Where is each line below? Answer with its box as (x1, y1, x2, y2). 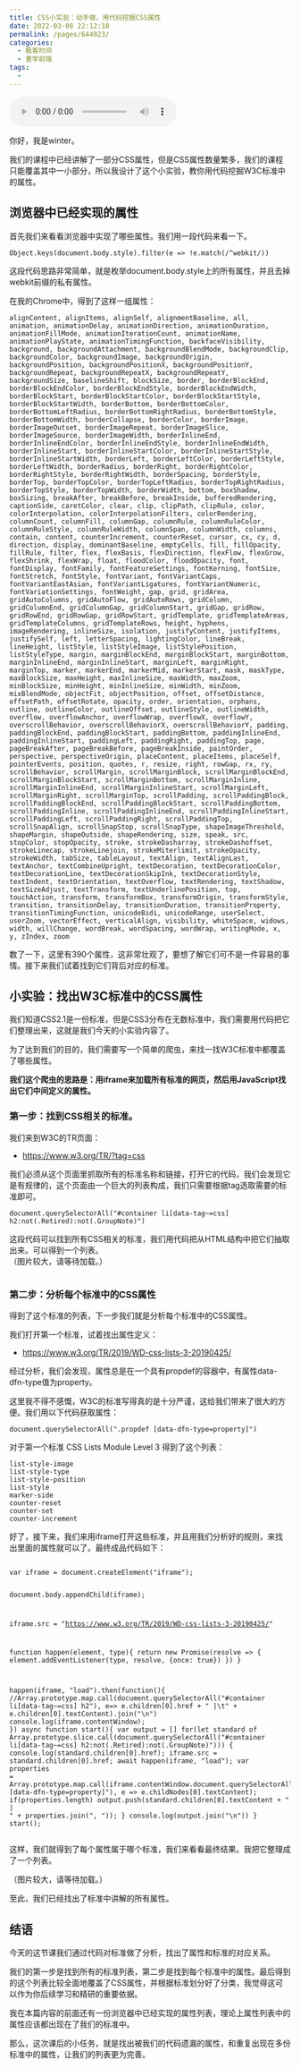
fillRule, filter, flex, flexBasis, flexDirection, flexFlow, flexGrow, (9, 548, 286, 557)
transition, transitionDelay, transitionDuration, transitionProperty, (9, 900, 281, 909)
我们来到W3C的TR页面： (9, 1132, 101, 1143)
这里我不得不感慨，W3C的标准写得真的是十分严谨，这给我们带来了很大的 (9, 1395, 279, 1406)
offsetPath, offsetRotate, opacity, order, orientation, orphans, (9, 697, 262, 706)
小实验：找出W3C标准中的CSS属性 (9, 988, 203, 1003)
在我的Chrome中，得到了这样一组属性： (9, 295, 156, 306)
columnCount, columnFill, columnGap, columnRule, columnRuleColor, (9, 516, 266, 526)
